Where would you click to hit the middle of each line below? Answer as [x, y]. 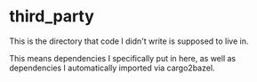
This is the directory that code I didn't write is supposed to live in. [129, 41]
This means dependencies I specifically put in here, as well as [123, 58]
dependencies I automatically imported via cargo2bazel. [112, 68]
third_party [52, 16]
